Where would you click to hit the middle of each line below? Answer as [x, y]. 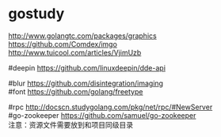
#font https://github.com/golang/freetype [76, 91]
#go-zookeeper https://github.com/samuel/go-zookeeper [102, 115]
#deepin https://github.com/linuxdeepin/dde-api [87, 67]
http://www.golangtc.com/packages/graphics [82, 36]
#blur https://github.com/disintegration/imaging [86, 83]
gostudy [36, 14]
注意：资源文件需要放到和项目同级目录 [70, 124]
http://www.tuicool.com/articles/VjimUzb [75, 52]
